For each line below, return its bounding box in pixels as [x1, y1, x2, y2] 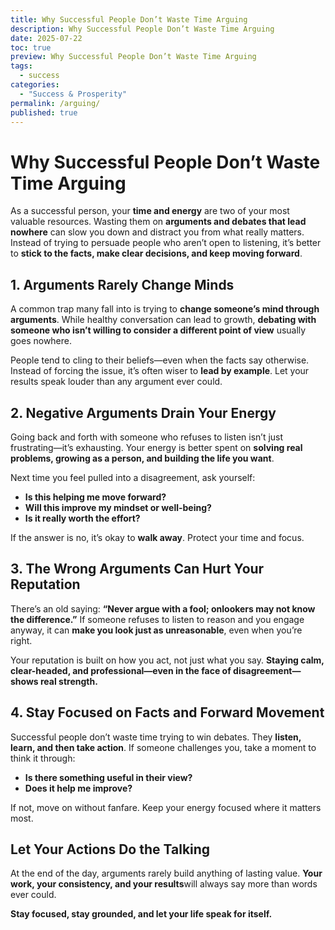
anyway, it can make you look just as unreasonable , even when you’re [10, 624, 303, 636]
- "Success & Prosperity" [19, 89, 128, 99]
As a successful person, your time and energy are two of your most [10, 205, 290, 217]
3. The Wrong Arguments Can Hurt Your [10, 561, 265, 578]
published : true [10, 107, 78, 118]
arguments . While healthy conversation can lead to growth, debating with [10, 314, 317, 326]
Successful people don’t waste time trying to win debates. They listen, [10, 731, 302, 743]
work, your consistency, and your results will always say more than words [10, 878, 318, 890]
